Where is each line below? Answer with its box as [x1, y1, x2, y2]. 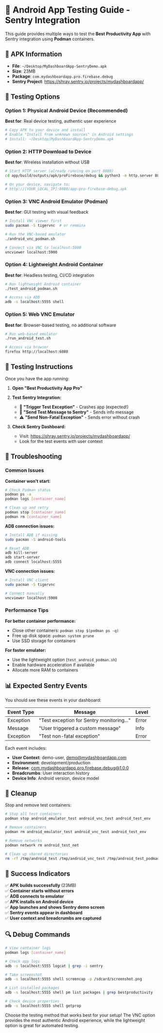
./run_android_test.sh [5, 336, 51, 341]
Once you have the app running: [5, 376, 69, 381]
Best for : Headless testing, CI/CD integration [5, 272, 95, 278]
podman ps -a [5, 492, 32, 497]
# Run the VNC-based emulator [5, 232, 66, 236]
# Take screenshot [5, 972, 42, 977]
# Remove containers [5, 825, 47, 830]
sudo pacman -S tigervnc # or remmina [5, 223, 86, 228]
